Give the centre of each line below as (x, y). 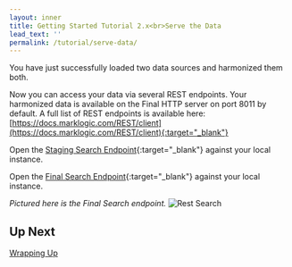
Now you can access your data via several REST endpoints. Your (128, 95)
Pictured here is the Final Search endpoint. (88, 204)
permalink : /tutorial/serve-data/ (74, 42)
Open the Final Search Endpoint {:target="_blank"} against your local (135, 177)
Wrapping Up (33, 253)
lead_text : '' (36, 34)
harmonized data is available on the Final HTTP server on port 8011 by (138, 104)
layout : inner (36, 17)
